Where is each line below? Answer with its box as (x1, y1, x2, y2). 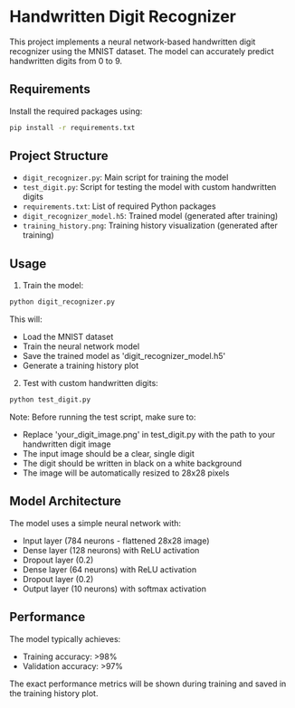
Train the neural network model (22, 341, 140, 352)
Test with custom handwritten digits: (22, 378, 158, 389)
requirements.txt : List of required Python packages (22, 201, 216, 212)
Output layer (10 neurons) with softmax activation (22, 583, 206, 594)
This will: (9, 314, 43, 325)
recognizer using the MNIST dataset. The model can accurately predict (9, 45, 274, 56)
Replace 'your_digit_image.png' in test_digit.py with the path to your (22, 430, 276, 439)
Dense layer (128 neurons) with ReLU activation (22, 544, 200, 555)
